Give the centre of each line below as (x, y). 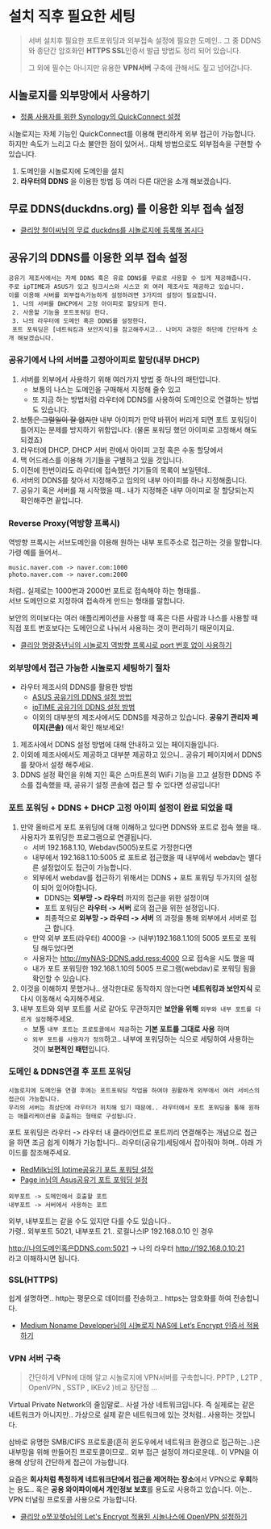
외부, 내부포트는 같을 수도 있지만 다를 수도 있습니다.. (90, 1221)
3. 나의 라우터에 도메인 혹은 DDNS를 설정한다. (79, 321)
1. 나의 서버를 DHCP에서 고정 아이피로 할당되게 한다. (90, 304)
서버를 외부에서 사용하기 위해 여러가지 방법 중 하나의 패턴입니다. (120, 379)
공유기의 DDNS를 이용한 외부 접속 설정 (98, 258)
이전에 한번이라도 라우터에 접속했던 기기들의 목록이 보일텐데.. (116, 470)
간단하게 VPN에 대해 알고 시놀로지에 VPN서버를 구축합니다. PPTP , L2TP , (145, 1377)
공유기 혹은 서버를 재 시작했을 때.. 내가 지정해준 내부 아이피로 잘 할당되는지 (137, 490)
